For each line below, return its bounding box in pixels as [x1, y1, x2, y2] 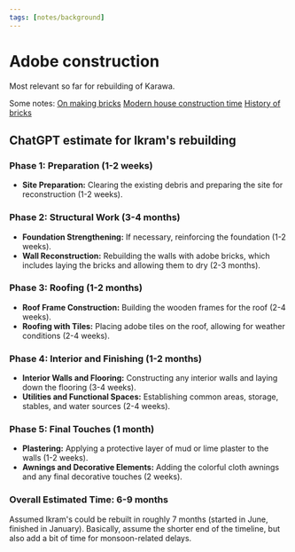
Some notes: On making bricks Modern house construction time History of [9, 98, 281, 108]
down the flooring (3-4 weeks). [21, 382, 137, 393]
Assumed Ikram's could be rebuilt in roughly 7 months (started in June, [9, 514, 268, 524]
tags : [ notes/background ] [9, 12, 105, 22]
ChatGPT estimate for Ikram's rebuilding [9, 132, 237, 147]
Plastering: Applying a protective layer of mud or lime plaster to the [21, 443, 269, 453]
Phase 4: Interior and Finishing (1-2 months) [9, 352, 202, 365]
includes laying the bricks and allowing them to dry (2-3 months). [21, 259, 261, 271]
